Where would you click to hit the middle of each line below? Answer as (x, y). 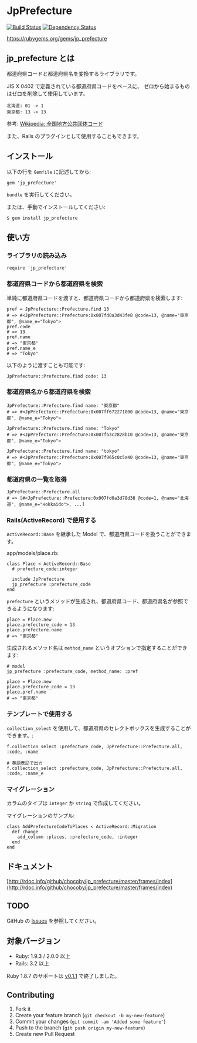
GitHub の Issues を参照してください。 (53, 921)
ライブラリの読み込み (37, 255)
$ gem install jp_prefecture (42, 218)
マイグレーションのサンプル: (41, 816)
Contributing (30, 995)
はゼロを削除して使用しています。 (47, 93)
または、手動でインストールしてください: (56, 207)
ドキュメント (30, 867)
